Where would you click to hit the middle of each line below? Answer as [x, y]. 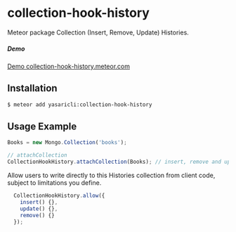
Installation [32, 88]
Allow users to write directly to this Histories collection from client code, [111, 175]
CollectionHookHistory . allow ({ [59, 196]
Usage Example [42, 126]
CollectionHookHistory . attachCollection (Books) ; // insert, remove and [114, 162]
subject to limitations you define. [54, 183]
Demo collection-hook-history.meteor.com [69, 66]
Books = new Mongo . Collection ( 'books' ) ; [67, 143]
